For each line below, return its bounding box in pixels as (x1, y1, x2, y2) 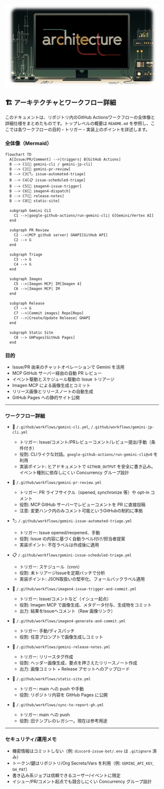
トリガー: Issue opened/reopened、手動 (19, 530, 100, 536)
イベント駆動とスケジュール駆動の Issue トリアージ (12, 376, 115, 382)
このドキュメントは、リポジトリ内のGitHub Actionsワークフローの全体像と (5, 114, 155, 121)
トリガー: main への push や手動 (19, 686, 84, 692)
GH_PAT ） (12, 766, 30, 772)
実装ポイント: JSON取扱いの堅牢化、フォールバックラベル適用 (19, 576, 145, 582)
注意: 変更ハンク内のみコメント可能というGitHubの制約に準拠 (19, 508, 143, 514)
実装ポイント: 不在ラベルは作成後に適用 (19, 542, 99, 548)
